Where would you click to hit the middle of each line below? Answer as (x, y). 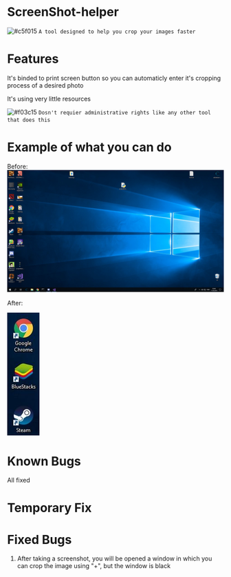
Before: (18, 166)
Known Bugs (44, 461)
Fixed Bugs (40, 539)
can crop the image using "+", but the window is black (93, 566)
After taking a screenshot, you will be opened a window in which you (114, 558)
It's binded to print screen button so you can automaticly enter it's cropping (114, 78)
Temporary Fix (49, 508)
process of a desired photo (45, 85)
